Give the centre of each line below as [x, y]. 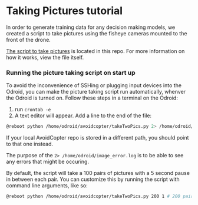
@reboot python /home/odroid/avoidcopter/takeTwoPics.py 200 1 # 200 [93, 196]
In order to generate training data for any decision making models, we [91, 27]
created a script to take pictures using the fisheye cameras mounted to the [97, 33]
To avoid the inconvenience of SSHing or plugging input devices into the [94, 85]
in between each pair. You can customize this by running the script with [93, 179]
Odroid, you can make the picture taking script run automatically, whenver [96, 92]
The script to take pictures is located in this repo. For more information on [95, 51]
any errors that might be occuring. [48, 162]
